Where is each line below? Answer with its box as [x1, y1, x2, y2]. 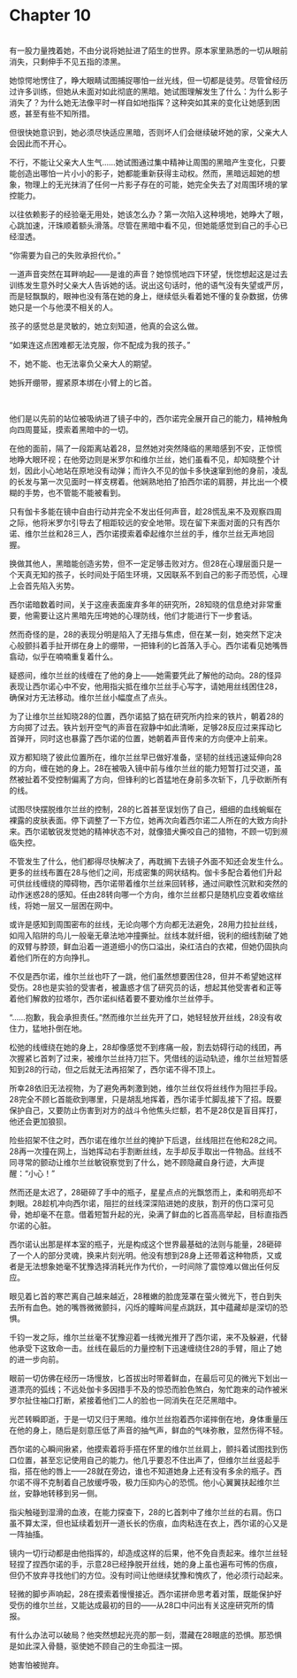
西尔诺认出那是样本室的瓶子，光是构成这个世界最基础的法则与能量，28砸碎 [9, 1239, 283, 1249]
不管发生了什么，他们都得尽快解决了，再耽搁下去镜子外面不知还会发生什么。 [9, 855, 288, 866]
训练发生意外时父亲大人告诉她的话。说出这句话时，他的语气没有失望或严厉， [9, 280, 288, 290]
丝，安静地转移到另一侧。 [9, 1488, 103, 1498]
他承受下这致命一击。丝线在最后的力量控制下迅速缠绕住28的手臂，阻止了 [9, 1342, 275, 1353]
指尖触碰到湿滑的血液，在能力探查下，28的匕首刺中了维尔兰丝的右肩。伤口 [9, 1506, 283, 1517]
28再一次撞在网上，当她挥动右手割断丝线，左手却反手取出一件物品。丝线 [9, 1146, 275, 1156]
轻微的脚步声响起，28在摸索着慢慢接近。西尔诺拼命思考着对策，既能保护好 [9, 1589, 283, 1599]
